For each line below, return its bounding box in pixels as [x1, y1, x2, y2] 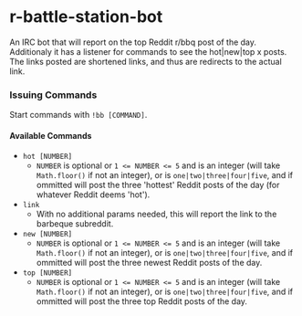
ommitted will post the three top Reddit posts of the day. [36, 296, 248, 307]
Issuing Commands [9, 89, 98, 101]
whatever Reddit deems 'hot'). [36, 189, 151, 200]
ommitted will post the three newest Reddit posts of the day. [36, 258, 263, 269]
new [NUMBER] [22, 230, 73, 239]
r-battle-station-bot [9, 6, 163, 27]
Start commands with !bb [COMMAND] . [9, 110, 148, 121]
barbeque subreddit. [36, 218, 114, 229]
